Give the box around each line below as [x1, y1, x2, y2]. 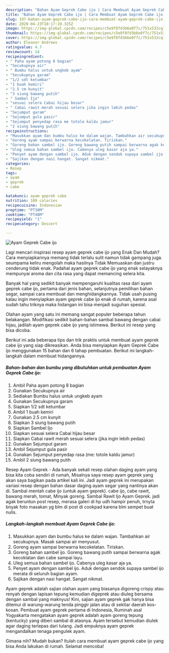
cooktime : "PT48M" [6, 212, 44, 217]
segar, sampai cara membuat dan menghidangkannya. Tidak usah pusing [6, 291, 157, 297]
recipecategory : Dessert [6, 222, 58, 227]
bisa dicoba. [6, 327, 32, 333]
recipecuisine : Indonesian [6, 202, 62, 208]
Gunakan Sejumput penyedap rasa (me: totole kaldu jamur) [13, 452, 135, 458]
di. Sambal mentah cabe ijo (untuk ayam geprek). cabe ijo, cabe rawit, [6, 488, 150, 494]
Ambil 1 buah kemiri [13, 409, 54, 415]
